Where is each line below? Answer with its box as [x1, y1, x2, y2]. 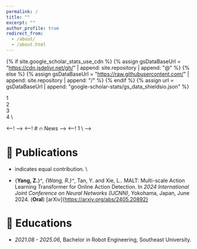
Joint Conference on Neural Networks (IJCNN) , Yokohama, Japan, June [14, 189, 190, 196]
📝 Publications [6, 146, 78, 160]
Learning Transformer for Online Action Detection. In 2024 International [14, 183, 189, 190]
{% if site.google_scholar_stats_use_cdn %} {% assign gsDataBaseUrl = [6, 57, 181, 65]
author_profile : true [6, 25, 60, 31]
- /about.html [11, 42, 46, 48]
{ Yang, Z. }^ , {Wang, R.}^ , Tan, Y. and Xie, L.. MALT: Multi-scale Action [14, 177, 185, 184]
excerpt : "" [6, 20, 35, 25]
